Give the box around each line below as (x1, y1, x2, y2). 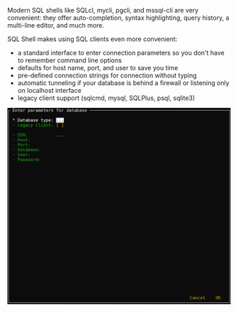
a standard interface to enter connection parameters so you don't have (17, 49, 225, 57)
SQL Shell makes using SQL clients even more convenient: (7, 35, 178, 43)
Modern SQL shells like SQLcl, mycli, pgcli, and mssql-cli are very (7, 6, 199, 14)
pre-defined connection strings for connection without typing (17, 71, 197, 79)
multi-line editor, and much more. (7, 21, 105, 29)
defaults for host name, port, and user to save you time (17, 64, 178, 72)
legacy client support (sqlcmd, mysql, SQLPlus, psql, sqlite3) (17, 94, 195, 102)
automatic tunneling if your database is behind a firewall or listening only (17, 79, 230, 87)
